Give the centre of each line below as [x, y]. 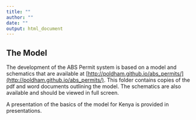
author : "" [20, 17]
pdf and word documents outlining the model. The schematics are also [94, 86]
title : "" [19, 12]
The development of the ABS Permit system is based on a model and [91, 67]
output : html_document [35, 28]
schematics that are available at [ [47, 74]
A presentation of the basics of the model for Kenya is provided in [88, 104]
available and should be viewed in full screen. [63, 93]
